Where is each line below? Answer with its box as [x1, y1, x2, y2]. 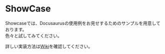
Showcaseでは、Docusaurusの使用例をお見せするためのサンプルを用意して [5, 20, 161, 26]
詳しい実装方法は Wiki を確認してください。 [5, 43, 93, 49]
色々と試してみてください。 [5, 32, 62, 38]
